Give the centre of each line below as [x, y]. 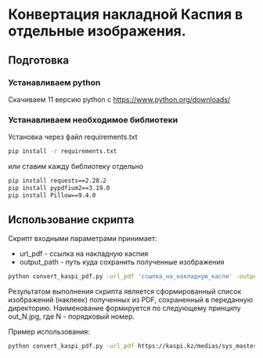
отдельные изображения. [97, 31]
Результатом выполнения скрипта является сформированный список [125, 291]
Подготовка [38, 60]
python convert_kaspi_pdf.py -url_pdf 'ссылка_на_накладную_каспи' [121, 276]
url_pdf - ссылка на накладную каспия [84, 254]
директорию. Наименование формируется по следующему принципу [124, 309]
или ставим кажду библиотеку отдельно [76, 166]
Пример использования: [49, 332]
